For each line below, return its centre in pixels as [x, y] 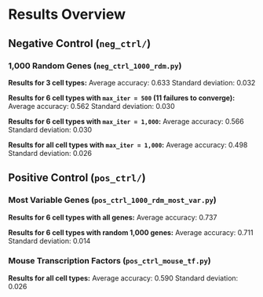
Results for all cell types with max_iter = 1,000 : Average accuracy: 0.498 [128, 145]
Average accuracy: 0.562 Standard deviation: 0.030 [91, 106]
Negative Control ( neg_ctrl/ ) [80, 43]
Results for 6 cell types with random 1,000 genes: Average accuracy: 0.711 [131, 232]
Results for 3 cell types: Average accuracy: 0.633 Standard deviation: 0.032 [132, 82]
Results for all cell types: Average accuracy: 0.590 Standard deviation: [123, 278]
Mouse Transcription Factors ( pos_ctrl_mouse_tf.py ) [110, 261]
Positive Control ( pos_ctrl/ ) [77, 178]
